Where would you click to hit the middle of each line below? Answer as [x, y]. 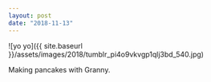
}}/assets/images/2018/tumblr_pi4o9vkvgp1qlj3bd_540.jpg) [106, 54]
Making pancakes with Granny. [59, 69]
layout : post [30, 16]
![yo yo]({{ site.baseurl [45, 45]
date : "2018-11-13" [41, 23]
